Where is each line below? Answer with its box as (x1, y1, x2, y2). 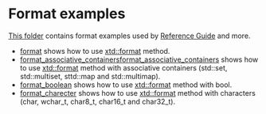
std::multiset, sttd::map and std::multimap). (19, 71, 161, 81)
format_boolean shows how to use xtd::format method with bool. (19, 80, 233, 89)
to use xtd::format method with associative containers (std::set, (19, 63, 228, 72)
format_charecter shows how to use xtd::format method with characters (19, 88, 256, 97)
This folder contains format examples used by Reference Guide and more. (8, 31, 251, 40)
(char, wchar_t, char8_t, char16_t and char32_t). (19, 97, 176, 106)
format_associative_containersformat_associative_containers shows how (19, 55, 259, 64)
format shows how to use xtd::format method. (19, 46, 170, 55)
